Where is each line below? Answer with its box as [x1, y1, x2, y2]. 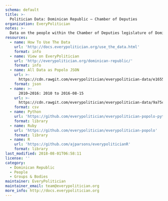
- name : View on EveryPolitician [9, 53, 79, 59]
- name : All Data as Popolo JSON [9, 68, 79, 73]
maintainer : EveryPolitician [5, 179, 66, 184]
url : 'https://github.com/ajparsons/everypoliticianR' [14, 142, 131, 147]
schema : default [5, 7, 39, 12]
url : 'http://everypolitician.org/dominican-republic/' [14, 58, 133, 63]
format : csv [14, 105, 39, 110]
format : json [14, 81, 41, 86]
